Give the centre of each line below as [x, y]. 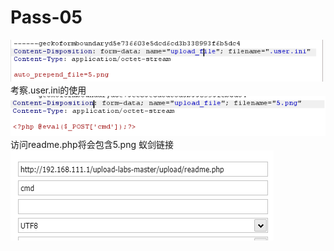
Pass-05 [46, 17]
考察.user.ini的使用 [48, 90]
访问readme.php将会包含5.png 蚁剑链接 [92, 145]
